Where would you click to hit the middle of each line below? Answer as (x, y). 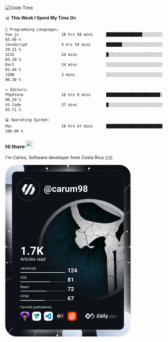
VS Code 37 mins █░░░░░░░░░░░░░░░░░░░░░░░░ (84, 105)
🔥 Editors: (17, 90)
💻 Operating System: (28, 120)
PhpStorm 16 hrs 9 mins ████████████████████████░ (84, 95)
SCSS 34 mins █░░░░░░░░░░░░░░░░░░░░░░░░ (84, 55)
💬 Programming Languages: (32, 30)
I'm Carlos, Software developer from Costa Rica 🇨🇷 (59, 158)
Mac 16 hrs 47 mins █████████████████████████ (84, 126)
